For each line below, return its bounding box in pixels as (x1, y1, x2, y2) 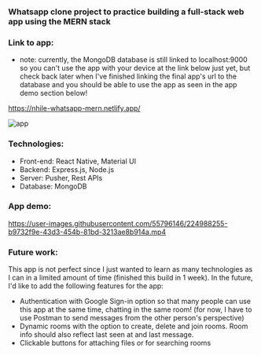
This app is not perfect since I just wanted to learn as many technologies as (8, 265, 253, 274)
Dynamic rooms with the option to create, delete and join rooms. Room (19, 321, 248, 331)
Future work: (8, 247, 58, 258)
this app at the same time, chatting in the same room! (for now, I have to (19, 305, 252, 314)
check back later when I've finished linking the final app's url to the (19, 71, 237, 81)
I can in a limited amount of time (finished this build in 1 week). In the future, (8, 273, 253, 283)
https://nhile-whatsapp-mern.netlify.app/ (8, 104, 141, 113)
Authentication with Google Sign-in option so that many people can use (19, 297, 252, 306)
